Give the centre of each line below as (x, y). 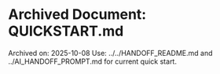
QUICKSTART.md (66, 31)
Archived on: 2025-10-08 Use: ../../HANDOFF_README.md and (111, 53)
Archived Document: (77, 15)
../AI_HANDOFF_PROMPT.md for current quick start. (92, 61)
